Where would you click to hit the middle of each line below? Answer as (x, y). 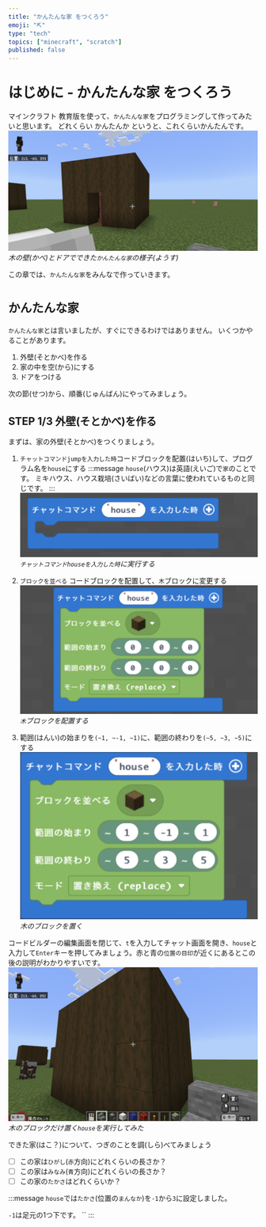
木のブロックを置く (51, 925)
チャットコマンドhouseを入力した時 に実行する (87, 564)
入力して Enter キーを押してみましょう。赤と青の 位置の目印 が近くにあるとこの (132, 952)
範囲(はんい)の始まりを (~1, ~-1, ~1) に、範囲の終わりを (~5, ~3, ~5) (132, 737)
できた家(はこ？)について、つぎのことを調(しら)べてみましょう (110, 1145)
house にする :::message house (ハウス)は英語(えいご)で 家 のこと (148, 468)
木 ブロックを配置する (54, 720)
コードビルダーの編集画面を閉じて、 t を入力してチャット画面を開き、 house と (133, 943)
